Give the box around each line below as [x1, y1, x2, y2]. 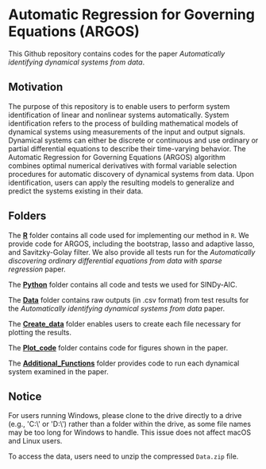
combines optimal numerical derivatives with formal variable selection [8, 161, 237, 170]
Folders [8, 209, 47, 223]
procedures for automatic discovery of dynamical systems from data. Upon [8, 169, 254, 178]
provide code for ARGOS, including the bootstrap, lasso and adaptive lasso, [8, 239, 256, 248]
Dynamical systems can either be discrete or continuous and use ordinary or [8, 135, 259, 145]
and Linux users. [8, 436, 63, 446]
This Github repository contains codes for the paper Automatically [8, 49, 226, 58]
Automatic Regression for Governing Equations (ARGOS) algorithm [8, 152, 226, 162]
